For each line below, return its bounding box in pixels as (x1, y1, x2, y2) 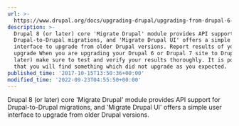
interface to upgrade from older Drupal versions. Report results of (14, 43, 224, 50)
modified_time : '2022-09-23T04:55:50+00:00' (7, 76, 142, 84)
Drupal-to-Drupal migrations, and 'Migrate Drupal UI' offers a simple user (7, 103, 222, 112)
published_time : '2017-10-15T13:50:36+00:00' (7, 69, 144, 76)
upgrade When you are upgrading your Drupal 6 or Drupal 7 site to (14, 50, 218, 57)
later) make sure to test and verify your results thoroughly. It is (14, 57, 224, 64)
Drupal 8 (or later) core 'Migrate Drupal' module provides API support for (7, 96, 221, 104)
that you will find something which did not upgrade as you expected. (14, 63, 228, 70)
